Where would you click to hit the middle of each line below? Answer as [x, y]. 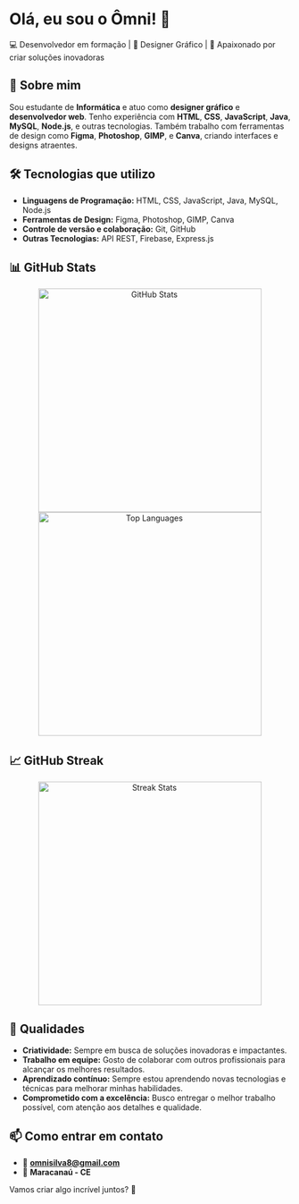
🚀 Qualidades [47, 1029]
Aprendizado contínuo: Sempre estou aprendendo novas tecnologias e [154, 1079]
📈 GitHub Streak [57, 760]
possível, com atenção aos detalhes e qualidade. [112, 1107]
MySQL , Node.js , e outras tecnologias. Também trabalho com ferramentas [147, 126]
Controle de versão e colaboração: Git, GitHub [109, 229]
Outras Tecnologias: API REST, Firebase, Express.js [118, 238]
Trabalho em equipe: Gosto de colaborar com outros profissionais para [154, 1060]
